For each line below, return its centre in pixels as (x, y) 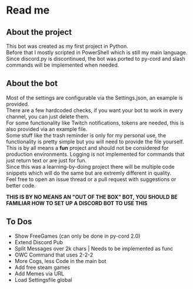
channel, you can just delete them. (48, 116)
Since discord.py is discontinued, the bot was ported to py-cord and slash (96, 59)
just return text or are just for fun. (46, 160)
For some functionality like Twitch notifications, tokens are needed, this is (95, 123)
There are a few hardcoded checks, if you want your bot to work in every (95, 110)
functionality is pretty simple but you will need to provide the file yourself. (95, 142)
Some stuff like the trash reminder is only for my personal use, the (86, 135)
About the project (39, 32)
